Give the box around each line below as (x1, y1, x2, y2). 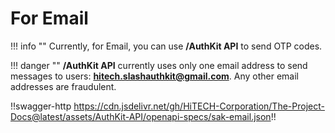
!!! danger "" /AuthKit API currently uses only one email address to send (10, 59, 308, 71)
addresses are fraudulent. (10, 80, 117, 92)
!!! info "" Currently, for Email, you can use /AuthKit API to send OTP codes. (10, 40, 323, 52)
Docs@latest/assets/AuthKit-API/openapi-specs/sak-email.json (10, 110, 272, 122)
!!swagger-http (10, 100, 72, 112)
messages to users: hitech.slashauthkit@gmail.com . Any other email (10, 70, 299, 82)
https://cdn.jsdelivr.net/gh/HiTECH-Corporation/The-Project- (73, 100, 325, 112)
